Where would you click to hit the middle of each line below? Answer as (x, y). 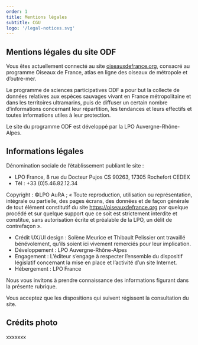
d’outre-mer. (21, 79)
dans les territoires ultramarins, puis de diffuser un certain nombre (87, 103)
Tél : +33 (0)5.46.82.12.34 (46, 183)
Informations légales (45, 151)
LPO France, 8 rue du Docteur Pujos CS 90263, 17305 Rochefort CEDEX (102, 177)
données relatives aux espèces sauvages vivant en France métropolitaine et (99, 96)
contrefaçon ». (24, 226)
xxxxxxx (16, 337)
